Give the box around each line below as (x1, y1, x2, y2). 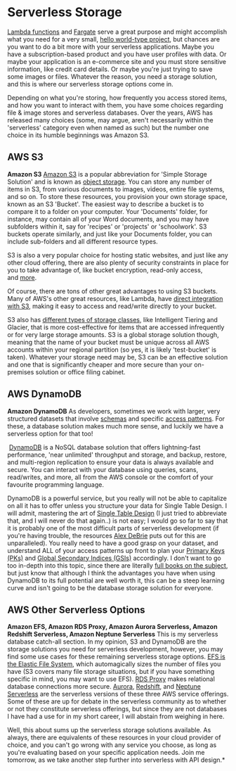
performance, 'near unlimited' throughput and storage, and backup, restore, (7, 450, 227, 459)
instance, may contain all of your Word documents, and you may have (7, 215, 209, 223)
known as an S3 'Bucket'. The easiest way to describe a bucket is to (7, 200, 204, 208)
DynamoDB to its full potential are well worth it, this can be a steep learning (7, 576, 225, 585)
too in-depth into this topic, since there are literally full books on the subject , (7, 561, 228, 570)
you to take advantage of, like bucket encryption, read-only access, (7, 265, 203, 274)
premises (7, 367, 34, 376)
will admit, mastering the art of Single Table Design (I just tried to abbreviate (7, 509, 227, 517)
